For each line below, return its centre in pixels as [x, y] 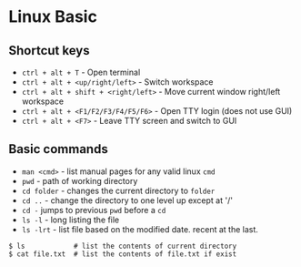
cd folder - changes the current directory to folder [118, 190]
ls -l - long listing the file [70, 220]
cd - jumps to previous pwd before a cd [94, 210]
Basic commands [58, 149]
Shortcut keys [49, 51]
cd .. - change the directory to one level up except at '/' [127, 200]
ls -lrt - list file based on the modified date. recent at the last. [140, 229]
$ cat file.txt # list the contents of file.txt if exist [123, 254]
